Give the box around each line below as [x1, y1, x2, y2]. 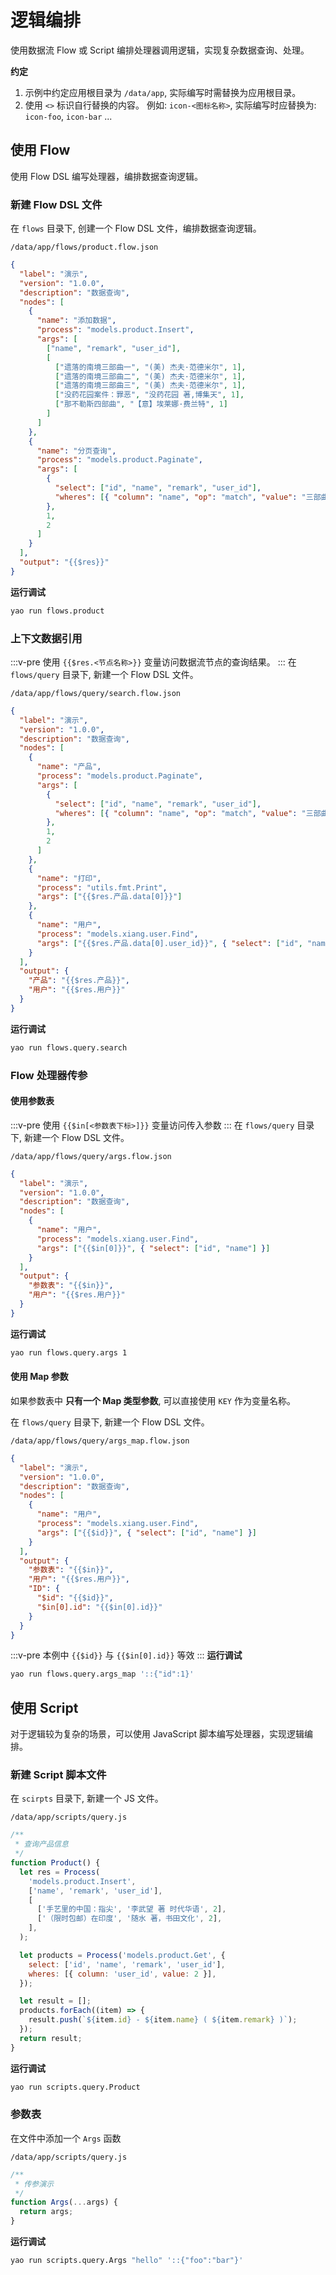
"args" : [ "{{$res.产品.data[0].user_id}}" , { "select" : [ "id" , [36, 938, 303, 948]
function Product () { [10, 1858, 101, 1868]
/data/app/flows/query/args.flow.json [10, 1151, 172, 1161]
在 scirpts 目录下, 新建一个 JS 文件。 [10, 1792, 164, 1805]
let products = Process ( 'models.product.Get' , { [19, 1950, 226, 1960]
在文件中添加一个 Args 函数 [10, 2132, 122, 2144]
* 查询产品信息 [14, 1839, 69, 1850]
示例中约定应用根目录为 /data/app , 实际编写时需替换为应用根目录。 [24, 86, 302, 98]
